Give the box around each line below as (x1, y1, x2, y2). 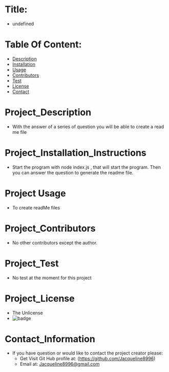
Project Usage (5, 187, 66, 199)
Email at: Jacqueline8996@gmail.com (19, 361, 100, 367)
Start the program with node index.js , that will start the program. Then (12, 164, 161, 170)
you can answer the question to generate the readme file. (12, 169, 134, 175)
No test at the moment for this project (12, 274, 92, 281)
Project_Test (5, 257, 59, 269)
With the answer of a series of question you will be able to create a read (12, 123, 164, 130)
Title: (5, 4, 28, 15)
